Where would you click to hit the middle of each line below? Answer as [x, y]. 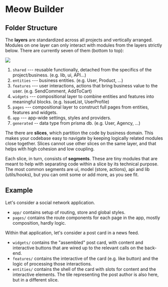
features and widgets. [35, 112]
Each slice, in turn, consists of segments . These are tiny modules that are [81, 159]
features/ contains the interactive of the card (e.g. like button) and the [85, 258]
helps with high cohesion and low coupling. [50, 149]
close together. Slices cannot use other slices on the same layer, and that [81, 143]
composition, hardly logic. [39, 223]
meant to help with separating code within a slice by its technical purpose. [82, 164]
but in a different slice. [36, 279]
